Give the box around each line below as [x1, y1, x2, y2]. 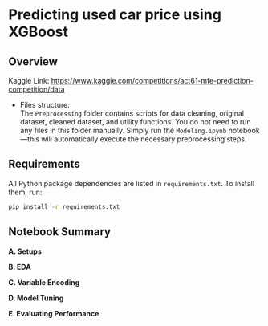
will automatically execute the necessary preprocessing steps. [41, 134, 247, 144]
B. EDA [8, 262, 32, 271]
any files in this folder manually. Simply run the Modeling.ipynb [19, 126, 227, 135]
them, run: [8, 187, 43, 197]
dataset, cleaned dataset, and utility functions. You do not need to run [19, 117, 251, 126]
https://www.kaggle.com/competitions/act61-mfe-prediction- [51, 76, 254, 85]
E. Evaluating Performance [8, 308, 99, 318]
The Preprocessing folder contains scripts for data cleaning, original [19, 108, 245, 118]
